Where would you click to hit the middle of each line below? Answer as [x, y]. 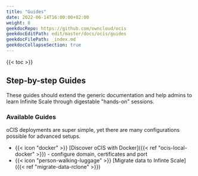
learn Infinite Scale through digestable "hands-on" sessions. [80, 101]
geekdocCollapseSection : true [44, 45]
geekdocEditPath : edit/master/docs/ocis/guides [66, 34]
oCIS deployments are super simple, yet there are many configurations [93, 129]
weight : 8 [18, 23]
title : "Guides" [26, 12]
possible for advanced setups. [44, 136]
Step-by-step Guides [46, 81]
